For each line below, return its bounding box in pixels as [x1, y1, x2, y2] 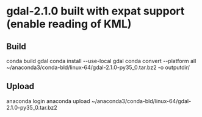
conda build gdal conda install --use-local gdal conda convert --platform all [6, 58, 197, 64]
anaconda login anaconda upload [6, 97, 90, 104]
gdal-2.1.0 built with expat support [6, 4, 185, 18]
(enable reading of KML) [6, 17, 132, 31]
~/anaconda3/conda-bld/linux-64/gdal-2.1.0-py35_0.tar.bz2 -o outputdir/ [6, 64, 190, 71]
